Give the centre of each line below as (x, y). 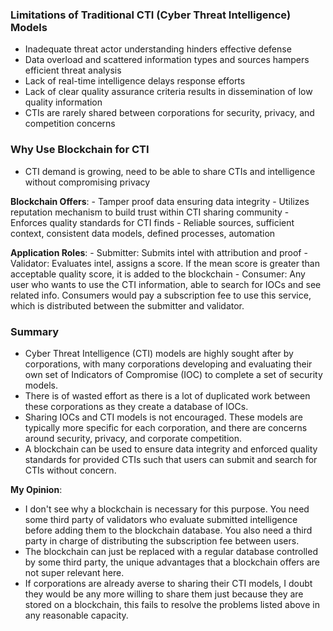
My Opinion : (36, 489)
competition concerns (70, 124)
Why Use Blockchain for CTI (80, 150)
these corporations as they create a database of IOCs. (136, 406)
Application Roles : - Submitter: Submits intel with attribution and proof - (159, 252)
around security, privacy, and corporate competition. (133, 438)
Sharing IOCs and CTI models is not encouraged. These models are (163, 417)
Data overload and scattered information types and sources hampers (167, 60)
